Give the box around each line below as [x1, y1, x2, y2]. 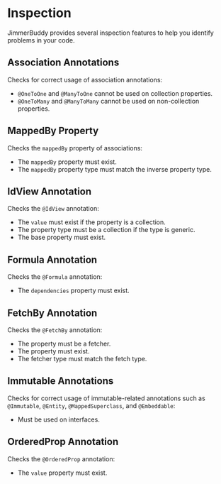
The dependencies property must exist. [17, 286, 130, 295]
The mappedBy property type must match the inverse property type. [17, 165, 212, 173]
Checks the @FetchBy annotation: [7, 326, 103, 334]
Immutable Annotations [7, 375, 114, 387]
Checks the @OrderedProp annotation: [7, 454, 115, 463]
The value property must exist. [17, 468, 108, 477]
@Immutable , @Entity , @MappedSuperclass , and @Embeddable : [7, 401, 176, 409]
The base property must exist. [17, 233, 106, 242]
